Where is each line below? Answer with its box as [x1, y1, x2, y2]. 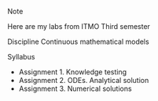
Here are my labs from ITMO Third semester [7, 22, 151, 31]
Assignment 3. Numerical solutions [18, 84, 132, 93]
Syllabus [7, 52, 35, 61]
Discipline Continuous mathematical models [7, 37, 150, 46]
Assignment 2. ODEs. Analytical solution [18, 76, 149, 85]
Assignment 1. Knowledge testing [18, 67, 127, 77]
